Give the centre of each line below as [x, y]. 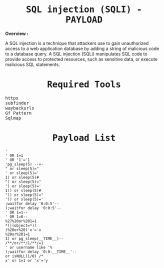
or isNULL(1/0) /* [24, 256]
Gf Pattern [18, 113]
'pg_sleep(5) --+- [24, 164]
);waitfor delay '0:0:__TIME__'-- [41, 251]
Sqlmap [13, 118]
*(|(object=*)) [21, 225]
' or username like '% [29, 247]
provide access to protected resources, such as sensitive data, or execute [81, 59]
